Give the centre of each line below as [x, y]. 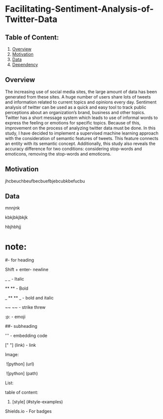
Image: [12, 355]
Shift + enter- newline [27, 270]
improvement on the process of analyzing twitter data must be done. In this [80, 128]
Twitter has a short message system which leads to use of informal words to [81, 118]
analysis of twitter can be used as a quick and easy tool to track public [76, 107]
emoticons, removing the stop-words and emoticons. [58, 154]
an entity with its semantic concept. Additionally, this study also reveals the [80, 143]
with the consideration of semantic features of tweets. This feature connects [82, 138]
